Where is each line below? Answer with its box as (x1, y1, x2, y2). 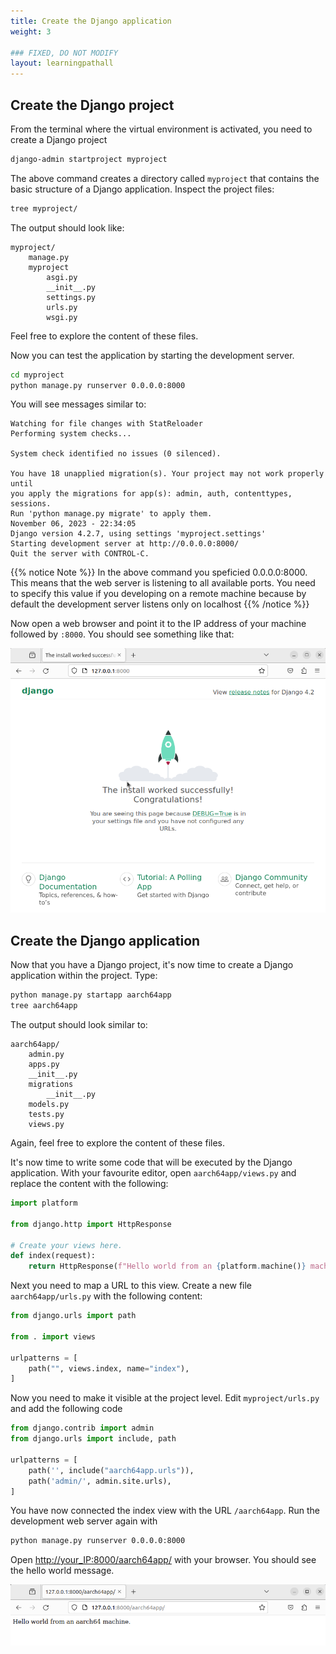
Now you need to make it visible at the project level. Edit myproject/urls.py (10, 1392, 320, 1404)
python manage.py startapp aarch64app (10, 990, 172, 1000)
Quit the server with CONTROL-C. (10, 549, 150, 559)
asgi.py (46, 272, 78, 282)
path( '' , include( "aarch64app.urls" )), (28, 1465, 195, 1475)
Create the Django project (10, 96, 175, 114)
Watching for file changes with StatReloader (10, 419, 203, 429)
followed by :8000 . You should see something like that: (10, 628, 235, 640)
